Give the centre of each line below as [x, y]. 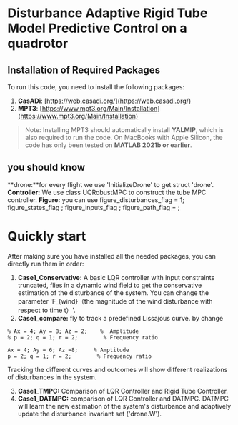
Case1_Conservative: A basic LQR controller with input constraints [116, 277]
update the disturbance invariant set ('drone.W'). [90, 414]
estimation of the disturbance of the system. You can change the [113, 292]
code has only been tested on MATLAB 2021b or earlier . [108, 145]
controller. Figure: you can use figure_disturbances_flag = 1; [96, 200]
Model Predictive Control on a [97, 28]
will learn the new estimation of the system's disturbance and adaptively [124, 406]
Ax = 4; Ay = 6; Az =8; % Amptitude [69, 350]
